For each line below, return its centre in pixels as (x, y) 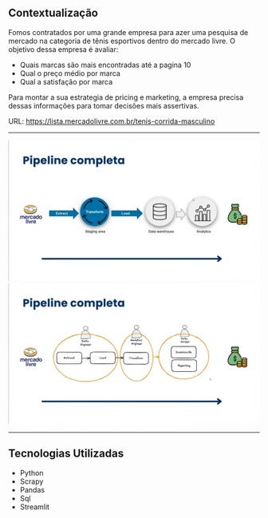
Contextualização (53, 13)
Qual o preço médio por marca (70, 73)
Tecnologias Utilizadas (66, 454)
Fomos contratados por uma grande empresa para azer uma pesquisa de (128, 32)
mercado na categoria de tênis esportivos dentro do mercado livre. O (122, 41)
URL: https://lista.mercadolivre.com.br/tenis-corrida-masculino (112, 121)
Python (32, 473)
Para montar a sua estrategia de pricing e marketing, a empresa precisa (126, 97)
